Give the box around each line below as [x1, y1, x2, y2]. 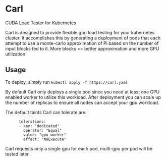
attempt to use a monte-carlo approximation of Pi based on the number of [5, 40, 159, 46]
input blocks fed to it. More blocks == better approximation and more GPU [5, 45, 159, 51]
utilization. [5, 51, 27, 57]
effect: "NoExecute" [23, 137, 67, 142]
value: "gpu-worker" [23, 132, 67, 137]
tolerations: [18, 119, 46, 124]
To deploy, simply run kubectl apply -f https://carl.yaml [5, 79, 128, 85]
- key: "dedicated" [18, 123, 60, 129]
